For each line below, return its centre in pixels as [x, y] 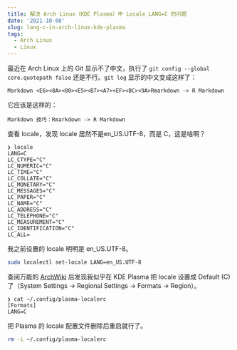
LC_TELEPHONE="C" [33, 216]
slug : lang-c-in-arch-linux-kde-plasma [67, 27]
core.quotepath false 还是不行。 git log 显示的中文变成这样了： [102, 77]
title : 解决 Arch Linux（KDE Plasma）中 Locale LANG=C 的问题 [97, 14]
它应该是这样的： [32, 105]
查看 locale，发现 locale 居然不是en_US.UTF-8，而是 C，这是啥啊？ [107, 134]
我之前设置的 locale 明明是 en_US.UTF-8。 [70, 249]
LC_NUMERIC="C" [30, 166]
